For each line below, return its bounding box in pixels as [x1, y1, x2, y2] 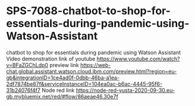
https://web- [80, 61, 111, 69]
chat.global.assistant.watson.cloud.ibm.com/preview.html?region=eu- [6, 68, 177, 75]
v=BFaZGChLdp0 [6, 61, 49, 69]
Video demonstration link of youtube [6, 55, 96, 62]
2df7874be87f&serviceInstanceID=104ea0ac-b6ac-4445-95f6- [6, 80, 162, 87]
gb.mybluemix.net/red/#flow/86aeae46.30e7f [6, 93, 119, 100]
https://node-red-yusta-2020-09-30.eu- [76, 86, 175, 94]
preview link [49, 61, 79, 69]
